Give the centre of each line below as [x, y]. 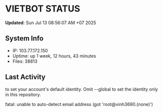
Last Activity [25, 77]
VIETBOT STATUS [43, 9]
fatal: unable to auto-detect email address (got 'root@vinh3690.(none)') [79, 104]
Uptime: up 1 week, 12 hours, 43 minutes [54, 56]
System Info [24, 38]
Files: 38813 [25, 61]
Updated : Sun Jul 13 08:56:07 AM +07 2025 [51, 23]
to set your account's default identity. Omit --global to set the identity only [82, 89]
